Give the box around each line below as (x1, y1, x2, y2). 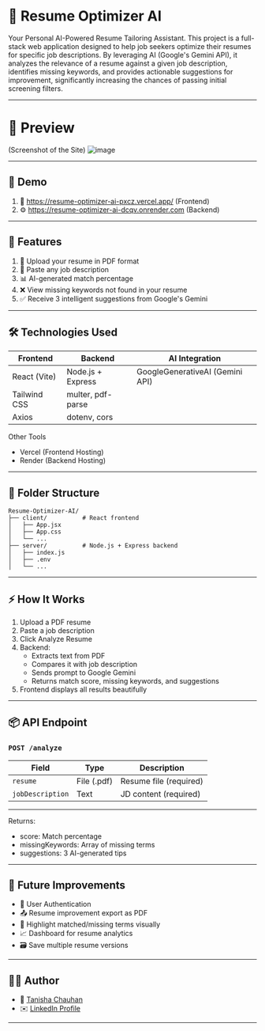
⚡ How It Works (8, 593, 85, 606)
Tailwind (12, 389, 43, 400)
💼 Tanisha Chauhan (19, 995, 83, 1004)
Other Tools (8, 432, 47, 442)
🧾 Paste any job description (19, 264, 109, 274)
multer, (66, 389, 93, 400)
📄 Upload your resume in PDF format (19, 256, 140, 266)
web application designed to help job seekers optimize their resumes (27, 41, 252, 51)
